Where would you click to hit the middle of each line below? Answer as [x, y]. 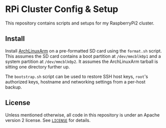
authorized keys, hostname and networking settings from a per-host [75, 81]
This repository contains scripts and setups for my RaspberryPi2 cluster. [80, 23]
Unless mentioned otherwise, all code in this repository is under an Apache [82, 115]
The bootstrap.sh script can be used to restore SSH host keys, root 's [77, 76]
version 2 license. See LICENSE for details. [48, 120]
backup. [14, 87]
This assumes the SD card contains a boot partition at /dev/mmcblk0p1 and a [83, 56]
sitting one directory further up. [37, 66]
